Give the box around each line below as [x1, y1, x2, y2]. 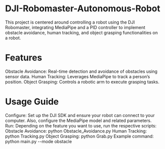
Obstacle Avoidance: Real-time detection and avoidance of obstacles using [5, 68, 158, 74]
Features [5, 52, 42, 63]
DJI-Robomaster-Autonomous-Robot [5, 3, 161, 14]
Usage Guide [5, 96, 59, 107]
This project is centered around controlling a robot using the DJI [5, 19, 135, 25]
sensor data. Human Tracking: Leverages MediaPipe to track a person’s [5, 73, 150, 79]
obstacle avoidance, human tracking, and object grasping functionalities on [5, 30, 158, 35]
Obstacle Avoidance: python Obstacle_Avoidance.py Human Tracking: [5, 128, 147, 134]
